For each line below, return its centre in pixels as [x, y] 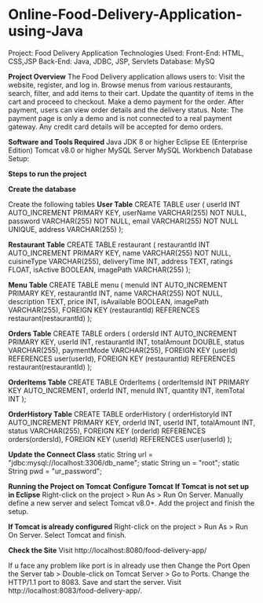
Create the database [42, 189]
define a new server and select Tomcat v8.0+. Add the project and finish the [131, 503]
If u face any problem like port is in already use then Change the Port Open [129, 565]
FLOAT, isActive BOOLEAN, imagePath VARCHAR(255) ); [99, 270]
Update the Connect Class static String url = [80, 454]
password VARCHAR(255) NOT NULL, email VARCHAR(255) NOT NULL [123, 221]
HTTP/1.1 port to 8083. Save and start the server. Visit [95, 582]
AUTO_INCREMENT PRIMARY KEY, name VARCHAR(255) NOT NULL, [120, 252]
